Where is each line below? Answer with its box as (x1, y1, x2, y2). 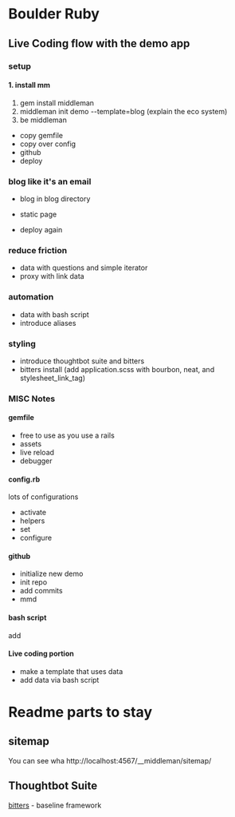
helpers (19, 516, 45, 525)
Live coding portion (8, 648, 74, 659)
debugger (19, 456, 53, 466)
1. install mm (8, 81, 50, 90)
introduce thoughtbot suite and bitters (19, 356, 145, 366)
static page (19, 209, 57, 219)
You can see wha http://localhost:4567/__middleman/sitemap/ (8, 756, 212, 765)
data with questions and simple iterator (19, 263, 148, 272)
